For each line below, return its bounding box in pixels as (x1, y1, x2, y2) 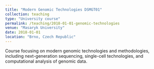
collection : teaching (5, 12, 50, 17)
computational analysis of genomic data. (5, 58, 88, 64)
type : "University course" (5, 16, 61, 21)
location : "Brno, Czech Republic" (5, 35, 76, 40)
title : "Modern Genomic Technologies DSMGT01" (5, 7, 102, 12)
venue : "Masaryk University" (5, 25, 65, 30)
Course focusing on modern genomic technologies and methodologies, (5, 47, 150, 54)
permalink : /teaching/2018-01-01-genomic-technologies (5, 21, 120, 26)
